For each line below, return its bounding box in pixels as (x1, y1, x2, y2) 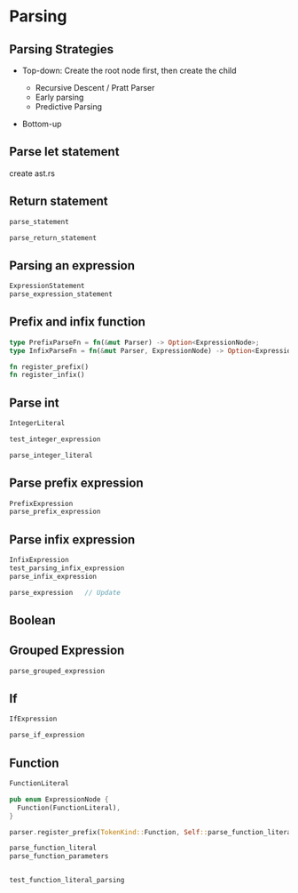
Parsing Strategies (9, 42, 114, 57)
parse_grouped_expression (9, 666, 105, 675)
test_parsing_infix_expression (9, 563, 125, 573)
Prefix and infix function (9, 314, 146, 330)
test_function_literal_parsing (9, 876, 125, 885)
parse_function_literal (9, 843, 98, 853)
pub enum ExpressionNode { (9, 794, 109, 804)
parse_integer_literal (9, 451, 93, 460)
